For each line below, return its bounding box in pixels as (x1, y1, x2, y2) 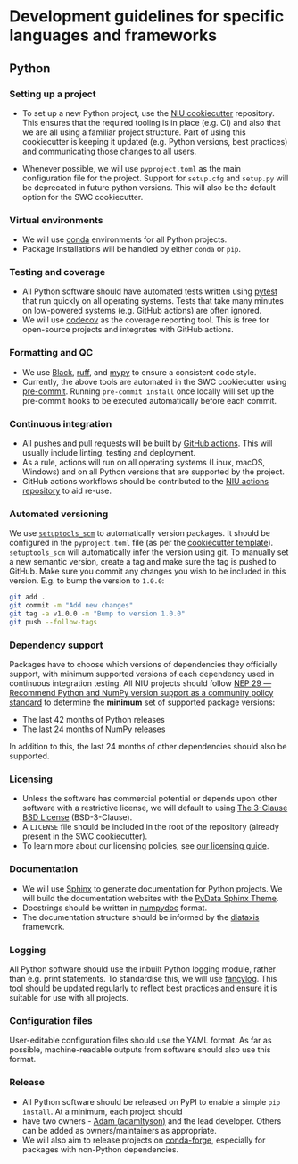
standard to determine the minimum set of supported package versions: (9, 697, 276, 708)
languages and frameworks (9, 25, 217, 46)
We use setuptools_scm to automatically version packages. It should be (9, 528, 270, 539)
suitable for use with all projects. (9, 992, 129, 1003)
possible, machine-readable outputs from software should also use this (9, 1044, 271, 1055)
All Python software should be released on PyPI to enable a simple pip (21, 1096, 281, 1107)
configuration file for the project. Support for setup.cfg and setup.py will (21, 172, 289, 183)
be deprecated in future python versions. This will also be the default (21, 181, 277, 193)
